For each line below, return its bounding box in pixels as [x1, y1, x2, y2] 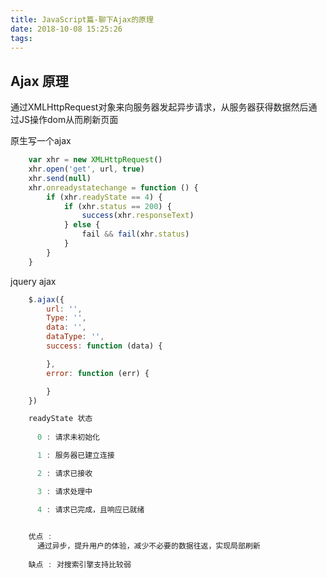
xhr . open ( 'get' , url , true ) [28, 164, 145, 175]
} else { [63, 220, 101, 230]
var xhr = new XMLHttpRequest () [28, 155, 163, 165]
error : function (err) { [46, 368, 150, 378]
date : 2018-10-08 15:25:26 [10, 24, 123, 34]
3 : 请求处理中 [36, 486, 93, 496]
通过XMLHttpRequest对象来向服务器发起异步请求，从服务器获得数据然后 [10, 101, 309, 113]
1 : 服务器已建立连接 [36, 451, 115, 461]
